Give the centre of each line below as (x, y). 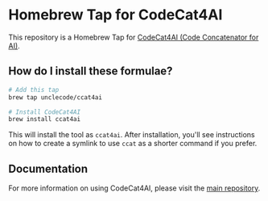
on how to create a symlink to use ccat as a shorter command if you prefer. (133, 144)
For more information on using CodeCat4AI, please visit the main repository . (134, 188)
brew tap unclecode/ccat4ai (56, 97)
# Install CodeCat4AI (45, 112)
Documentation (48, 168)
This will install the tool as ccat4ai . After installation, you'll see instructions (132, 135)
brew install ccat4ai (45, 119)
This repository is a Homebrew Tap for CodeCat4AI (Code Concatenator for (134, 37)
